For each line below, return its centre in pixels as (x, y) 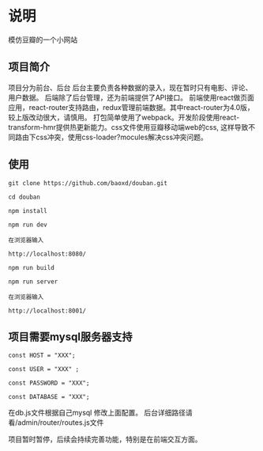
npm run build (32, 267)
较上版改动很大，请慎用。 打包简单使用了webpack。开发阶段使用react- (124, 117)
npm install (28, 210)
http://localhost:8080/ (47, 254)
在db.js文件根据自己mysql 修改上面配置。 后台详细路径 (97, 413)
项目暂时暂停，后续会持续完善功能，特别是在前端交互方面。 (105, 439)
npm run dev (28, 225)
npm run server (33, 282)
